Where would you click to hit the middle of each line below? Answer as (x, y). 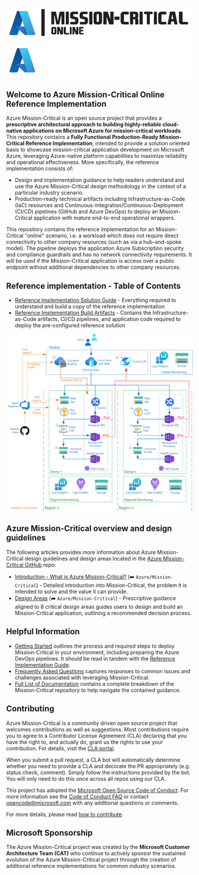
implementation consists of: (40, 168)
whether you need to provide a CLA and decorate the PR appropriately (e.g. (98, 766)
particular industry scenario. (49, 193)
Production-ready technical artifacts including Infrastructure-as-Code (100, 199)
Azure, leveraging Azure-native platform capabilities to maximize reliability (97, 156)
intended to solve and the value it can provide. (71, 591)
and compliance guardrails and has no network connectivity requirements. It (99, 254)
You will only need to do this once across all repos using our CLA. (86, 778)
